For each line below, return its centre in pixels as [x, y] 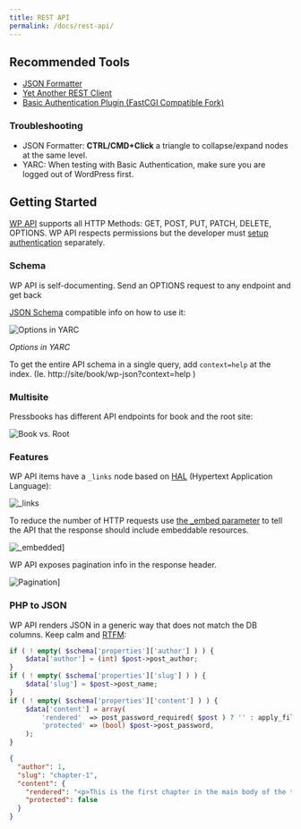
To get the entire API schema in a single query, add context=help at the [140, 364]
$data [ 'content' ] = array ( [76, 709]
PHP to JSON [38, 605]
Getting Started [53, 202]
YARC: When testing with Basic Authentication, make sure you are [144, 164]
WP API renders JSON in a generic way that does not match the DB [133, 625]
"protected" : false [62, 800]
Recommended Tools [69, 62]
